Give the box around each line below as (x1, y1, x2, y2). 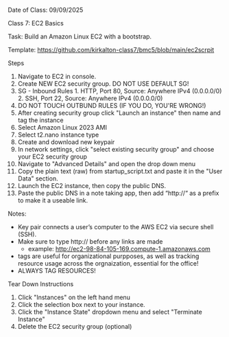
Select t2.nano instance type (17, 130, 99, 139)
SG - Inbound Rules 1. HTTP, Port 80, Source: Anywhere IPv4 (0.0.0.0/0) (17, 87, 222, 95)
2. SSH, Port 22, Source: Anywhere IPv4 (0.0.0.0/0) (17, 94, 163, 102)
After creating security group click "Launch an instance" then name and (17, 109, 221, 117)
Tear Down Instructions (8, 280, 74, 288)
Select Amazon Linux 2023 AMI (17, 124, 107, 131)
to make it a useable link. (17, 196, 88, 205)
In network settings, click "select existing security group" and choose (17, 146, 215, 153)
